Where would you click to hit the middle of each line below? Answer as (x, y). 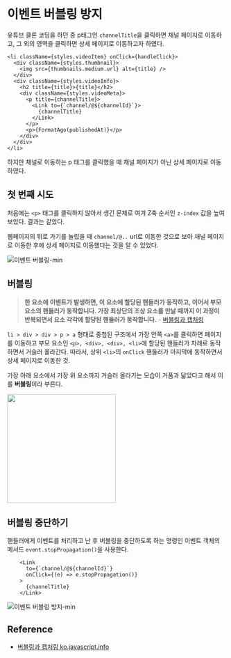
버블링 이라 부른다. (38, 384)
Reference (30, 629)
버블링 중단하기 (38, 523)
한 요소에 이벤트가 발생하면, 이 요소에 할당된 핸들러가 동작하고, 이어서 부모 (123, 302)
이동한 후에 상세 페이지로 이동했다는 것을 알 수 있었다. (86, 245)
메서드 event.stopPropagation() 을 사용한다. (68, 549)
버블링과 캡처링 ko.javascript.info (63, 647)
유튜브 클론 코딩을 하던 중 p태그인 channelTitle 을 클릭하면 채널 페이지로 (105, 35)
